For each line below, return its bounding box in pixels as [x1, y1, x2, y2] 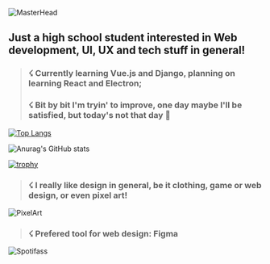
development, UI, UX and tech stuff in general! [8, 44, 246, 57]
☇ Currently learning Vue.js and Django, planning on [27, 68, 236, 79]
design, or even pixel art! [27, 190, 128, 201]
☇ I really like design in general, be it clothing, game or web [27, 179, 262, 191]
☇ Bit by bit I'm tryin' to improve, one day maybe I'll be [27, 99, 243, 111]
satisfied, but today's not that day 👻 [27, 110, 171, 121]
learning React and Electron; [27, 78, 143, 89]
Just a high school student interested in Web [8, 31, 238, 44]
